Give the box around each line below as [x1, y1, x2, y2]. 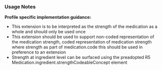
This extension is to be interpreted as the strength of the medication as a [11, 24, 158, 29]
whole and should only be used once [11, 29, 86, 35]
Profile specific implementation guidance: [4, 14, 91, 20]
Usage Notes [4, 3, 36, 10]
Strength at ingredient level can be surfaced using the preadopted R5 [11, 55, 151, 60]
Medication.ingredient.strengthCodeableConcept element [11, 59, 127, 66]
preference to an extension [11, 49, 66, 55]
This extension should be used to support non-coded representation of [11, 34, 154, 40]
